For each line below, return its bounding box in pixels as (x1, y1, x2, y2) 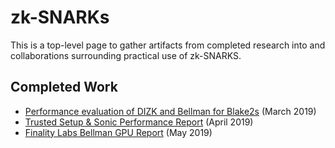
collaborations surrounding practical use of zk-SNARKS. (10, 49, 242, 61)
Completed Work (10, 79, 118, 96)
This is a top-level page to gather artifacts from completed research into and (10, 39, 326, 51)
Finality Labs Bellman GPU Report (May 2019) (24, 126, 213, 138)
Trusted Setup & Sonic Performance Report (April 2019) (24, 116, 254, 128)
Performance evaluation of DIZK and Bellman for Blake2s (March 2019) (24, 105, 317, 117)
